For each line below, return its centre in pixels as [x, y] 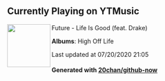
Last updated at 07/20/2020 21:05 [100, 54]
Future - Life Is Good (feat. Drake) [99, 27]
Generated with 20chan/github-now [105, 70]
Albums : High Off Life [82, 41]
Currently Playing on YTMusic [73, 11]
